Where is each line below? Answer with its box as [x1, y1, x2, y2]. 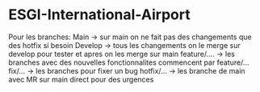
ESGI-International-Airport [8, 6, 191, 24]
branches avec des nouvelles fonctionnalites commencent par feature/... [8, 58, 250, 67]
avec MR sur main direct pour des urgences [8, 74, 154, 84]
